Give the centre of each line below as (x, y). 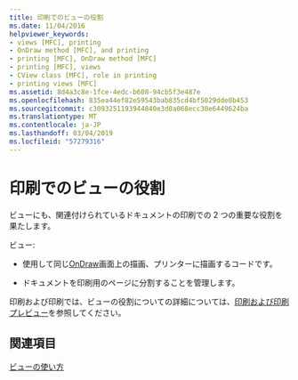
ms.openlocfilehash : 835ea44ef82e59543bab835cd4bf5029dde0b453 (129, 100)
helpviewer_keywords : (49, 34)
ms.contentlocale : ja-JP (55, 125)
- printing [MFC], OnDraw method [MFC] (83, 59)
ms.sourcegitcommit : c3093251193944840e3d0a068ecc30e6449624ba (129, 109)
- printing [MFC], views (55, 68)
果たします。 (32, 226)
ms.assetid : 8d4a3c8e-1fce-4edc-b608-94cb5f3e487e (105, 92)
